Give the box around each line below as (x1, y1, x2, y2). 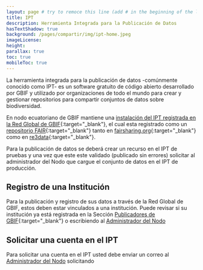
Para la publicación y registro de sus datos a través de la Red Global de (6, 198, 184, 205)
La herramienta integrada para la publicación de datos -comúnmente (6, 76, 178, 84)
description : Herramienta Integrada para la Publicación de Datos (6, 20, 177, 26)
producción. (6, 164, 36, 172)
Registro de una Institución (6, 181, 110, 192)
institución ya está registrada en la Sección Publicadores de (6, 211, 155, 218)
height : (6, 43, 26, 49)
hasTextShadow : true (6, 25, 59, 32)
